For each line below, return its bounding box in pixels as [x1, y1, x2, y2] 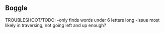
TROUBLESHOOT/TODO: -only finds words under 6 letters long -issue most [5, 17, 160, 23]
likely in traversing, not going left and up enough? [5, 22, 107, 28]
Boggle [5, 4, 28, 12]
